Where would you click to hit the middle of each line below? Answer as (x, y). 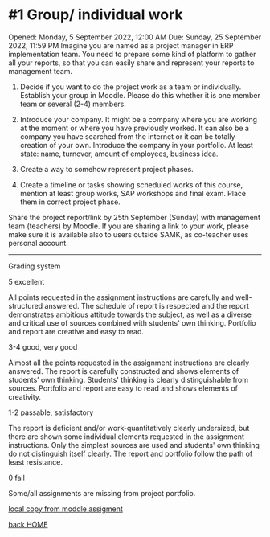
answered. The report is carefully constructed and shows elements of (124, 371)
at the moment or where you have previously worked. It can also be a (134, 128)
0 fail (17, 478)
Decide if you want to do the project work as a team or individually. (131, 87)
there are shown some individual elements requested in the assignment (127, 437)
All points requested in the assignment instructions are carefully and (121, 297)
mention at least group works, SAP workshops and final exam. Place (133, 193)
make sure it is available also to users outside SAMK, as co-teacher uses (129, 234)
